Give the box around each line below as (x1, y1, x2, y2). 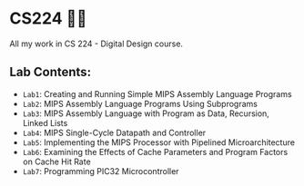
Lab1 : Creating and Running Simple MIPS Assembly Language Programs (22, 88, 293, 99)
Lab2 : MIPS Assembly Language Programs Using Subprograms (22, 98, 258, 109)
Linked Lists (22, 117, 68, 128)
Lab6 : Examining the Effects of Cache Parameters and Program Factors (22, 146, 289, 157)
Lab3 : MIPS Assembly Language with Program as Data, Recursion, (22, 108, 270, 119)
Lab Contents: (9, 64, 92, 80)
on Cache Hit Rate (22, 156, 91, 167)
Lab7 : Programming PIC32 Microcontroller (22, 165, 179, 176)
